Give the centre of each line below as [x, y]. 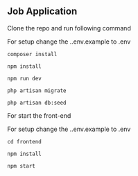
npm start [21, 166]
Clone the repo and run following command [69, 28]
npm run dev [24, 78]
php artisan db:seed [37, 103]
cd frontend [24, 141]
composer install [32, 54]
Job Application [42, 11]
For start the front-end [39, 115]
